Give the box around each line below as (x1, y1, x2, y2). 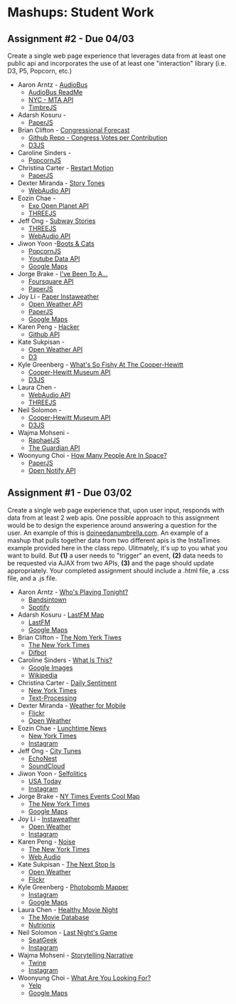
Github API (28, 330, 60, 338)
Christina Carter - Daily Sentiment (17, 678, 117, 687)
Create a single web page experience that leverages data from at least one (7, 51, 226, 60)
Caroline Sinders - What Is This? (17, 656, 112, 664)
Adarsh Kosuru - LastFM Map (17, 610, 104, 619)
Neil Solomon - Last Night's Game (17, 928, 117, 936)
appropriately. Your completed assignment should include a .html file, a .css (7, 566, 230, 575)
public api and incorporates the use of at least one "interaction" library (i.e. (7, 59, 227, 68)
